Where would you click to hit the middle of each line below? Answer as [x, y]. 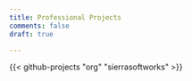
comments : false [39, 26]
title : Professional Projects [66, 17]
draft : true [31, 34]
